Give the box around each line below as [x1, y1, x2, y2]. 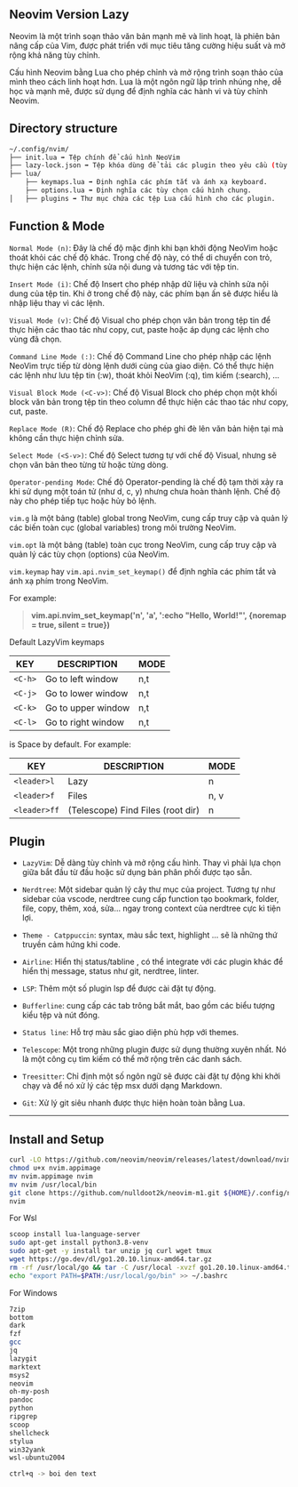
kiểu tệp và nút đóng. [21, 1009, 100, 1021]
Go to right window [44, 716, 125, 728]
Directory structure [9, 121, 118, 136]
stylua [9, 1436, 34, 1446]
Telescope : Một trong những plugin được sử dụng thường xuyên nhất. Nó [21, 1044, 286, 1055]
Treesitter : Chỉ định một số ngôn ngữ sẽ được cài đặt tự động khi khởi [21, 1071, 281, 1081]
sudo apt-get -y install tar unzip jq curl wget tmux [9, 1247, 213, 1256]
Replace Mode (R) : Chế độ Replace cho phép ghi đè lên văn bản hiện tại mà [9, 422, 284, 434]
